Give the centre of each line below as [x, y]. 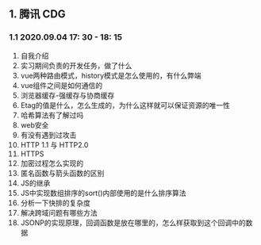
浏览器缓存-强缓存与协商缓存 [67, 95]
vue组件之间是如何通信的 [61, 85]
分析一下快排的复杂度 [55, 203]
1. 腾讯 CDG [37, 14]
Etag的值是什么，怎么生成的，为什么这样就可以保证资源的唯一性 [125, 105]
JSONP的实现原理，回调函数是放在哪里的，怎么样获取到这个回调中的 [133, 222]
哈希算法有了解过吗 [52, 115]
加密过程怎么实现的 [52, 163]
